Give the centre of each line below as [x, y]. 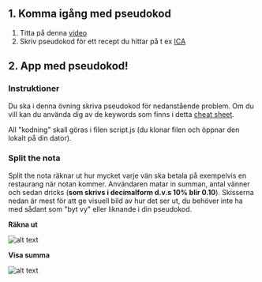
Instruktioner [34, 88]
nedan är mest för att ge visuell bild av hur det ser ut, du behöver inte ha [125, 201]
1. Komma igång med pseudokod [90, 14]
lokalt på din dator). [40, 137]
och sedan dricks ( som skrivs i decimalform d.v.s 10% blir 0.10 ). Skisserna [131, 192]
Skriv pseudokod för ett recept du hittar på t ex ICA [103, 41]
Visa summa [29, 255]
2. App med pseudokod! [68, 66]
